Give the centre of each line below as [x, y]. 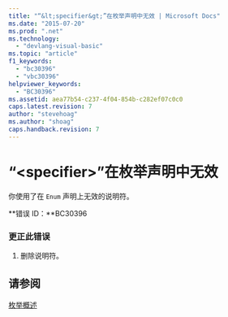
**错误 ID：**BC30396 [48, 213]
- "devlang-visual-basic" [60, 46]
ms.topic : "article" [43, 54]
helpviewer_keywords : [45, 84]
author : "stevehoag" [43, 115]
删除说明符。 [41, 255]
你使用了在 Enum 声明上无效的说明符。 [71, 196]
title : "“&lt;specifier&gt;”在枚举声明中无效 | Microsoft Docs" [114, 16]
